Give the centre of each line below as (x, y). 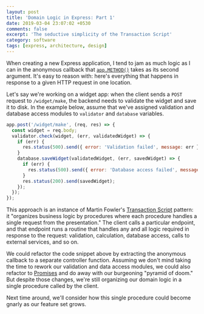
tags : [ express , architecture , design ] (57, 46)
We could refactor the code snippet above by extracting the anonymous (96, 254)
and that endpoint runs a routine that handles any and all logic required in (98, 229)
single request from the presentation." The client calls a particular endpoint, (101, 223)
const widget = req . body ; (45, 130)
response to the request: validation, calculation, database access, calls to (98, 236)
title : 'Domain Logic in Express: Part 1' (61, 18)
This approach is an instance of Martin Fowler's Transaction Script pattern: (100, 210)
